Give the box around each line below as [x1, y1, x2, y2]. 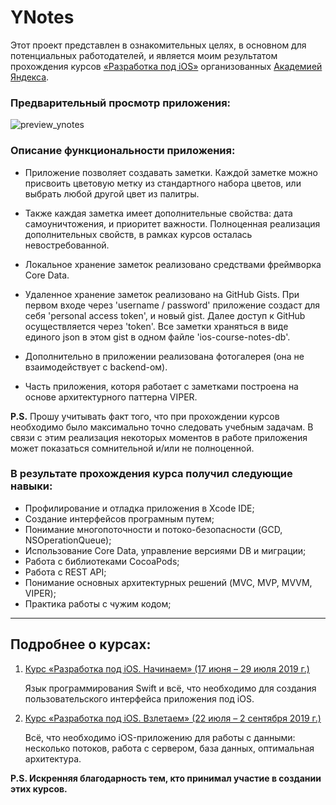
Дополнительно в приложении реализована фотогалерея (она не [24, 350, 305, 362]
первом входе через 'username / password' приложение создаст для [24, 299, 321, 311]
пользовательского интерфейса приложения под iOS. [24, 692, 255, 705]
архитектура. [24, 752, 82, 765]
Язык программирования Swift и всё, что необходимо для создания [24, 682, 317, 694]
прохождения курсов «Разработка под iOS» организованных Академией [10, 60, 323, 72]
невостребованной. [24, 239, 110, 251]
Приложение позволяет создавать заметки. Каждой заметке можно [24, 166, 318, 178]
